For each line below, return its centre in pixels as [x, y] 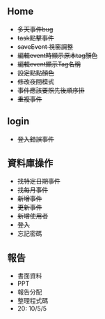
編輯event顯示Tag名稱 [49, 64]
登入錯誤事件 [35, 139]
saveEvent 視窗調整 [45, 46]
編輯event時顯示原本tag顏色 [57, 55]
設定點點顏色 [35, 73]
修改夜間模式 [35, 81]
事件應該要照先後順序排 [51, 90]
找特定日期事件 [39, 181]
